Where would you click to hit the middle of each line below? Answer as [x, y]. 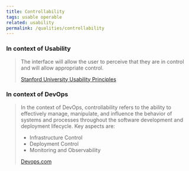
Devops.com [36, 161]
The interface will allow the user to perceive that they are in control [102, 61]
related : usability [30, 22]
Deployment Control [54, 144]
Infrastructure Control [56, 137]
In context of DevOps [37, 94]
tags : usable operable [34, 17]
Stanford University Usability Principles [68, 79]
